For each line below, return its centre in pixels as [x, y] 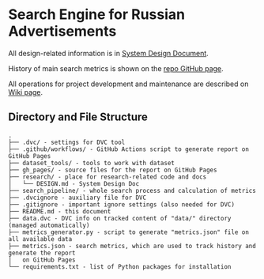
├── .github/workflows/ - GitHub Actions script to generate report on [128, 149]
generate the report [42, 253]
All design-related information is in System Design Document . [109, 53]
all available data [40, 239]
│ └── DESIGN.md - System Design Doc [74, 183]
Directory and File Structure [78, 117]
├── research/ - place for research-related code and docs [107, 177]
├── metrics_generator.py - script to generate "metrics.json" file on [128, 232]
